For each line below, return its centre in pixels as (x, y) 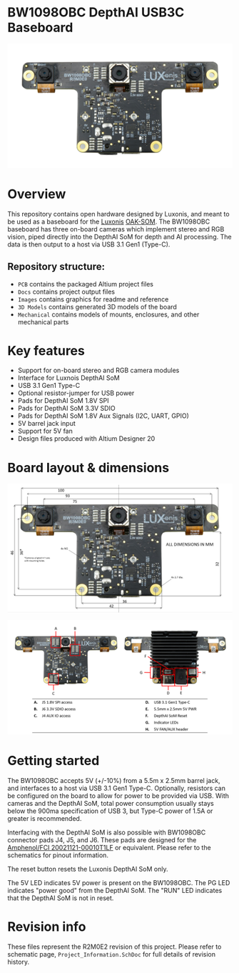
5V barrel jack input (47, 424)
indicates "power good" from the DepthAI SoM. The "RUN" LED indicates (115, 891)
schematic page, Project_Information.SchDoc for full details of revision (112, 954)
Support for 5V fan (45, 431)
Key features (46, 350)
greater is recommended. (45, 819)
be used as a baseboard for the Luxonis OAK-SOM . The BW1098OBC (109, 221)
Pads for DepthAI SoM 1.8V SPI (63, 401)
